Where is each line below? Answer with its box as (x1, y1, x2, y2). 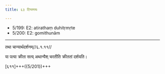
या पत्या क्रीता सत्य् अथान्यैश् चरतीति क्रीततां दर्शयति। (5, 54, 87, 59)
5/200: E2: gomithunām (12, 30, 60, 36)
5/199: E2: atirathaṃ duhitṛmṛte (12, 25, 75, 31)
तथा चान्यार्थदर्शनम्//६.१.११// (5, 44, 52, 50)
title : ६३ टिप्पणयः (5, 7, 38, 12)
